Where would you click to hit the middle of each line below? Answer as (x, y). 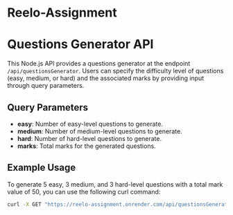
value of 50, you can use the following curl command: (84, 191)
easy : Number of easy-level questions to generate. (90, 124)
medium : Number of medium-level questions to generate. (100, 131)
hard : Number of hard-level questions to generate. (89, 138)
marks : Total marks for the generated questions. (86, 146)
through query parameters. (46, 86)
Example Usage (42, 168)
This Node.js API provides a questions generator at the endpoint (99, 64)
